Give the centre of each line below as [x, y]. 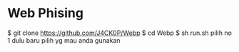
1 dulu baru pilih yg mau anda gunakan [64, 40]
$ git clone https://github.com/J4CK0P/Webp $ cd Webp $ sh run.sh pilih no [119, 33]
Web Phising [46, 13]
